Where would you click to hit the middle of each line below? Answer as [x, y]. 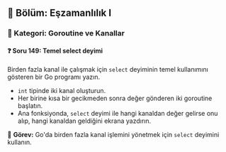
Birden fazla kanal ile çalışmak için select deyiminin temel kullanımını [108, 69]
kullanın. [19, 142]
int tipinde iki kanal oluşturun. [62, 90]
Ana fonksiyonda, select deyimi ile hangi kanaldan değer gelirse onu [118, 113]
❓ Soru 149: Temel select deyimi [55, 50]
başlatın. [30, 105]
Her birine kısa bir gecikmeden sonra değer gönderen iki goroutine [115, 98]
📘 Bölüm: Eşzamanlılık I [60, 13]
